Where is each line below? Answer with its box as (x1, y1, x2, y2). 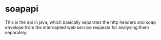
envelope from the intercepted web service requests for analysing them (5, 24, 149, 30)
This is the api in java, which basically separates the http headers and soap (5, 19, 156, 25)
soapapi (5, 3, 39, 14)
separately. (5, 29, 28, 35)
